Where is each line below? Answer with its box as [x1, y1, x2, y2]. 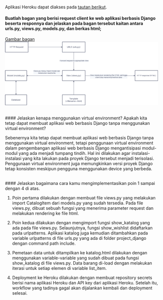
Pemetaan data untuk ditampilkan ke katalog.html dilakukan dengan [12, 250, 147, 255]
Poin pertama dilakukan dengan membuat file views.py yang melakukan [12, 195, 156, 200]
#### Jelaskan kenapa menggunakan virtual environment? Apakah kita [5, 115, 147, 121]
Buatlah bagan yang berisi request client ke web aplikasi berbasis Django [5, 15, 156, 21]
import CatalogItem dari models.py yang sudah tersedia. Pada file [12, 200, 143, 206]
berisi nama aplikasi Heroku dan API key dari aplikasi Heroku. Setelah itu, [12, 280, 158, 285]
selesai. [12, 290, 28, 296]
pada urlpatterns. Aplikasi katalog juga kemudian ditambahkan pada [12, 230, 148, 236]
